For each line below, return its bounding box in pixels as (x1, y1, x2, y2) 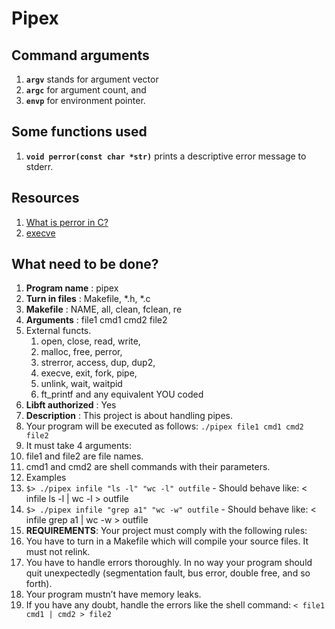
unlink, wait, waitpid (40, 378, 123, 390)
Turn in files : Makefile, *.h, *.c (25, 293, 151, 305)
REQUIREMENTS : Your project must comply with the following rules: (25, 525, 308, 537)
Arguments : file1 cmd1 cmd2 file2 (25, 314, 168, 326)
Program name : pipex (25, 282, 119, 294)
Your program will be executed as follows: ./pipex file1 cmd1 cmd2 (25, 420, 304, 432)
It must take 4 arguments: (25, 440, 133, 452)
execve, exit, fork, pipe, (40, 367, 138, 379)
